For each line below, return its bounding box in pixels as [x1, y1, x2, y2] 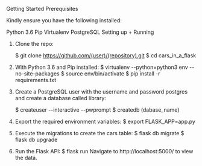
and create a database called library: [14, 95, 107, 101]
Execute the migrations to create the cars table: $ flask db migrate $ [14, 130, 185, 136]
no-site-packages [14, 70, 60, 77]
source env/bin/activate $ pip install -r [65, 70, 161, 77]
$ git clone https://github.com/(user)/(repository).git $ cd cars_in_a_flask [14, 52, 197, 59]
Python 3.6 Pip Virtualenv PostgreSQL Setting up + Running [6, 28, 154, 36]
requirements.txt [14, 77, 57, 83]
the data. [14, 154, 37, 161]
